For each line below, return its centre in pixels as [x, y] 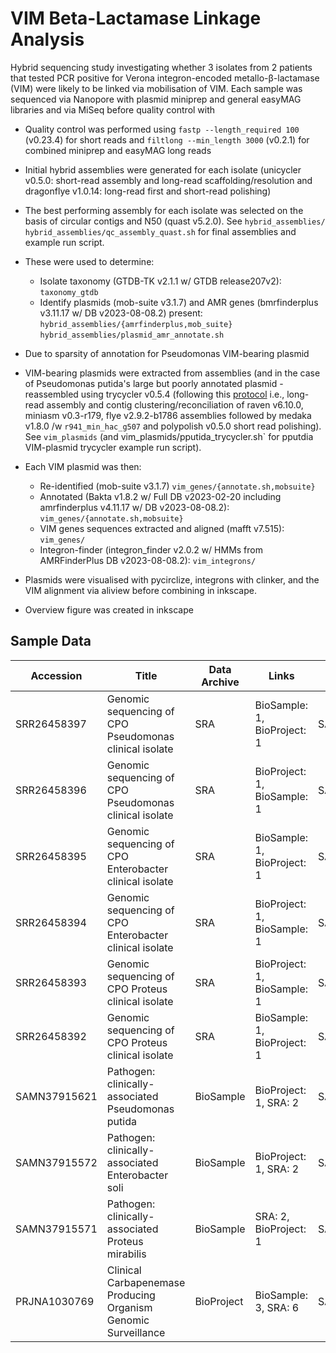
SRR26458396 [51, 790]
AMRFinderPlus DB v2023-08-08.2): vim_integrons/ [148, 560]
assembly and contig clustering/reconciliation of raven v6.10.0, [175, 404]
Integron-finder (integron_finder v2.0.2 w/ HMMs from [151, 549]
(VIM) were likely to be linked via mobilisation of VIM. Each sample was [156, 88]
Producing [131, 1295]
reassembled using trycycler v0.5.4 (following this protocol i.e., [154, 394]
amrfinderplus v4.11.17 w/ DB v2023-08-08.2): [134, 507]
